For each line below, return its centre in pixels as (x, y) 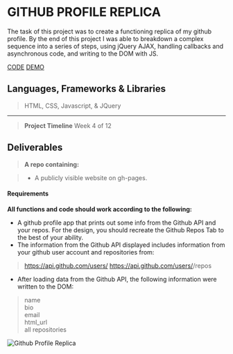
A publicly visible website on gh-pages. (91, 177)
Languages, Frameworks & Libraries (87, 89)
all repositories (45, 329)
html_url (35, 322)
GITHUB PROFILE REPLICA (84, 12)
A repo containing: (52, 164)
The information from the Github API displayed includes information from (121, 245)
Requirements (28, 194)
